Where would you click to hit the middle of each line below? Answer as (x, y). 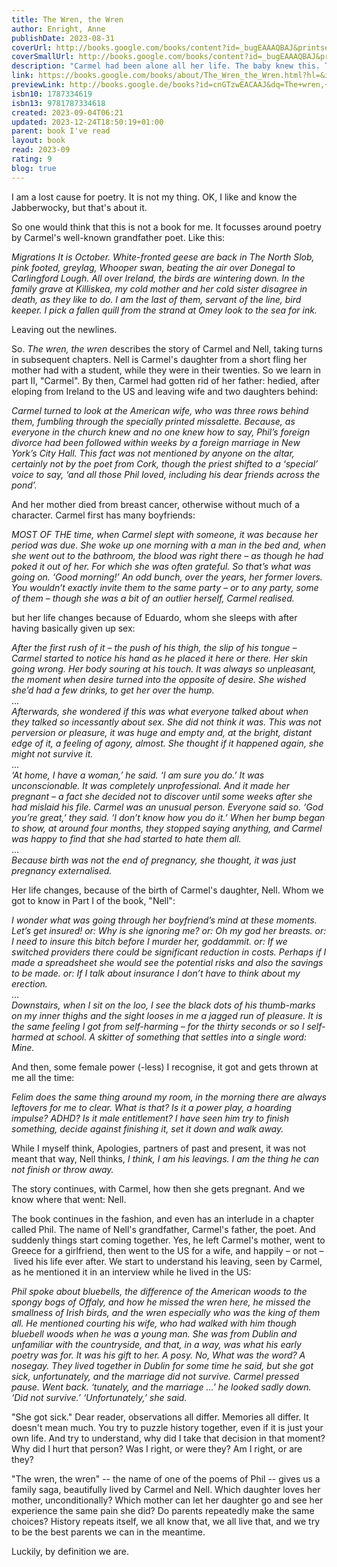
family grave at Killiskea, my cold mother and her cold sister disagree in (159, 288)
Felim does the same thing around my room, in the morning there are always (169, 1097)
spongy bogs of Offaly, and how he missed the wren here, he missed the (161, 1302)
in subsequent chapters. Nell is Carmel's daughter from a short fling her (159, 359)
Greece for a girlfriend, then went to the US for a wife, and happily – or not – (167, 1250)
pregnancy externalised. (62, 870)
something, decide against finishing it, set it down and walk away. (147, 1128)
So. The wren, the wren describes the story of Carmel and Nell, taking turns (167, 348)
